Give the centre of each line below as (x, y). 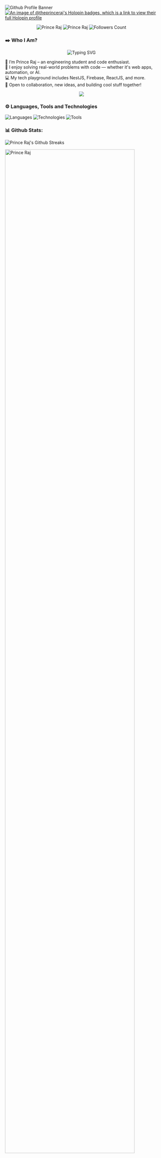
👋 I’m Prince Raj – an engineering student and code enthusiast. (67, 62)
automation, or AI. (23, 72)
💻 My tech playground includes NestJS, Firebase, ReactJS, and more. (75, 78)
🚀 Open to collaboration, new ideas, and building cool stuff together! (73, 85)
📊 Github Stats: (24, 130)
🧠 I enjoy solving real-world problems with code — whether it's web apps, (79, 67)
